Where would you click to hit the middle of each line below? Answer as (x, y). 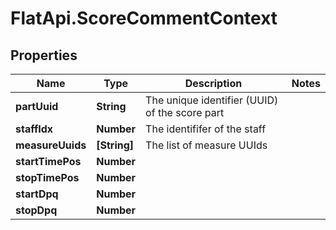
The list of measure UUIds (206, 145)
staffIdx (34, 129)
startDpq (37, 194)
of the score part (185, 112)
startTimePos (48, 161)
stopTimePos (47, 177)
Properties (44, 55)
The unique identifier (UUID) (212, 100)
